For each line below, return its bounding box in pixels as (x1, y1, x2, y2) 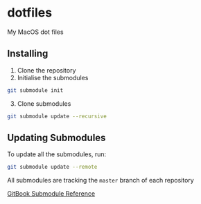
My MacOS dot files (7, 28, 64, 36)
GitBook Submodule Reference (7, 189, 96, 198)
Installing (7, 48, 49, 59)
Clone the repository (17, 66, 76, 74)
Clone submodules (17, 99, 71, 108)
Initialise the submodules (17, 73, 89, 82)
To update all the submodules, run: (7, 150, 107, 158)
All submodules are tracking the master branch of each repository (7, 176, 194, 185)
